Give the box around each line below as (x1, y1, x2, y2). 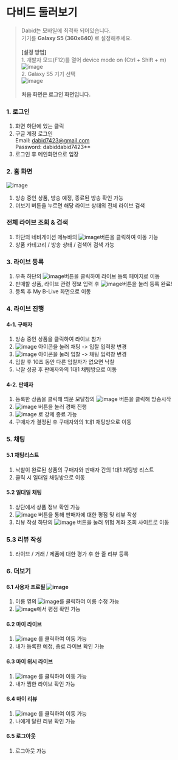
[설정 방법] (21, 48, 47, 55)
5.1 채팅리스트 (6, 451, 39, 458)
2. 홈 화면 (6, 167, 33, 176)
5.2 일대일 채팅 (6, 489, 42, 496)
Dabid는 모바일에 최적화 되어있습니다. (21, 27, 111, 34)
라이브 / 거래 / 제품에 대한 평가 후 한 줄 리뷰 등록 (15, 550, 129, 557)
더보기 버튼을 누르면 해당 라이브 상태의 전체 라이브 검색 (15, 201, 145, 209)
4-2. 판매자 (6, 381, 33, 388)
